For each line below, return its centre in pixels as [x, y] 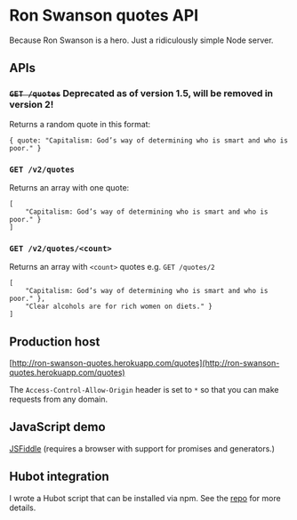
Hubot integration [59, 477]
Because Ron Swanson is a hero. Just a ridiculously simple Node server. [141, 40]
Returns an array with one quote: [69, 187]
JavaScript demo [57, 427]
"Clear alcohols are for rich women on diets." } [119, 307]
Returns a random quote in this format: [80, 124]
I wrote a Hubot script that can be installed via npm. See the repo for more [145, 498]
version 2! [32, 105]
